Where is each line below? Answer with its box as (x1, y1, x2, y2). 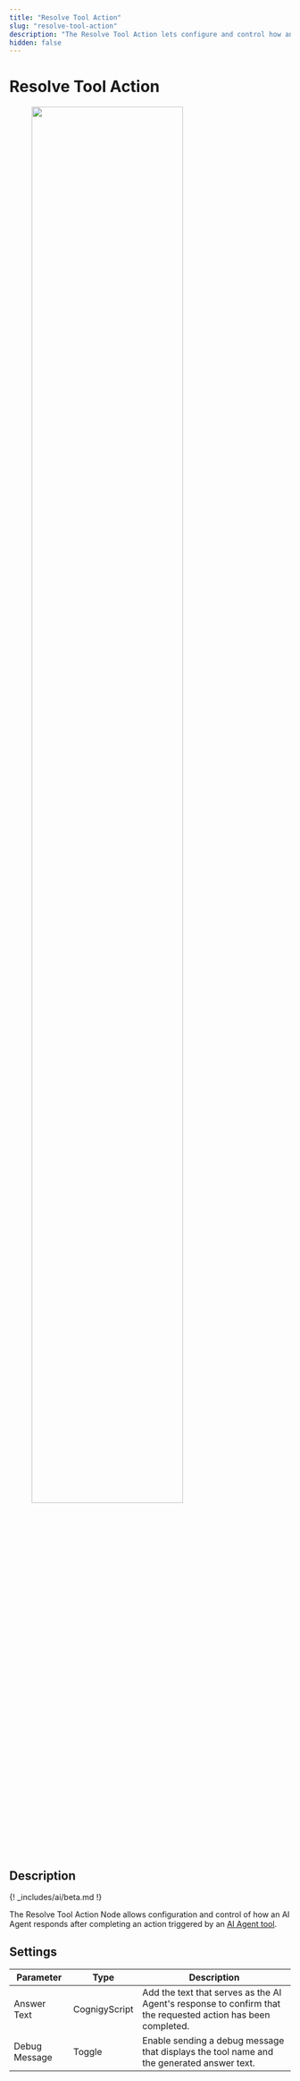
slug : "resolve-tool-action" (9, 21, 118, 30)
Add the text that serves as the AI (142, 1986, 282, 1999)
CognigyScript (72, 2002, 134, 2015)
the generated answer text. (142, 2056, 255, 2068)
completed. (142, 2019, 190, 2032)
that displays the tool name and (142, 2045, 274, 2058)
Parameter (16, 1971, 62, 1983)
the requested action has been (142, 2009, 271, 2021)
